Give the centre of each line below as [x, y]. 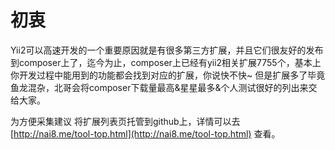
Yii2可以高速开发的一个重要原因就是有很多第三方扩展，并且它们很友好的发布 [167, 50]
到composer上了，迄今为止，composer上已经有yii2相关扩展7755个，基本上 [166, 62]
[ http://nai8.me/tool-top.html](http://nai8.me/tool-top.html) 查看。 [145, 133]
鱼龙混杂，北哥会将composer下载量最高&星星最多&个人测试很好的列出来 [159, 87]
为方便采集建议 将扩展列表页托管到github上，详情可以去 [125, 121]
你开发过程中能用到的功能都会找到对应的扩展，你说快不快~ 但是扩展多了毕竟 [168, 75]
